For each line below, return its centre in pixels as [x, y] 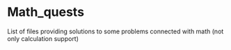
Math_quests [46, 12]
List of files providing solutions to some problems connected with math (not [115, 31]
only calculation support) [43, 38]
